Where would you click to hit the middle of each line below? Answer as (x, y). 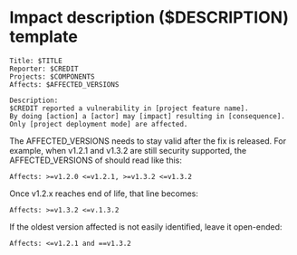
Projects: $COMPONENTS (52, 76)
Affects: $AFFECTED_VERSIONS (64, 84)
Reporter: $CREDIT (44, 69)
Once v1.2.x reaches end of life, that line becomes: (104, 194)
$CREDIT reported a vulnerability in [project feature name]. (129, 108)
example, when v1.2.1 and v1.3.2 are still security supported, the (128, 150)
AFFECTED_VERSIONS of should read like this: (96, 160)
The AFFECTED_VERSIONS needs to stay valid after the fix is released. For (148, 141)
